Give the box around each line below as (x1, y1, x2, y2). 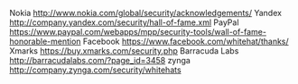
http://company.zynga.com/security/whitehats (9, 64, 182, 75)
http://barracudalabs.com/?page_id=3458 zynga (9, 55, 191, 65)
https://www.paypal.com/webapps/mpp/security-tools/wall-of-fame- (9, 27, 266, 37)
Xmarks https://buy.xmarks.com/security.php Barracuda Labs (9, 46, 239, 56)
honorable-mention (9, 36, 81, 46)
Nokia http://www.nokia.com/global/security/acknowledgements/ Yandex (9, 8, 283, 18)
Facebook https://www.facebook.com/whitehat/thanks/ (82, 36, 289, 46)
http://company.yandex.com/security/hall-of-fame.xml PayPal (9, 17, 239, 28)
